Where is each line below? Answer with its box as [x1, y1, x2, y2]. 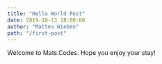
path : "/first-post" [7, 29, 67, 37]
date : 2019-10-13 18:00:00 [7, 17, 86, 24]
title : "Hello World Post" [7, 10, 86, 17]
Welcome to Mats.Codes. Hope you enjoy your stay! [7, 49, 156, 57]
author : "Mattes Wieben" [7, 23, 79, 30]
